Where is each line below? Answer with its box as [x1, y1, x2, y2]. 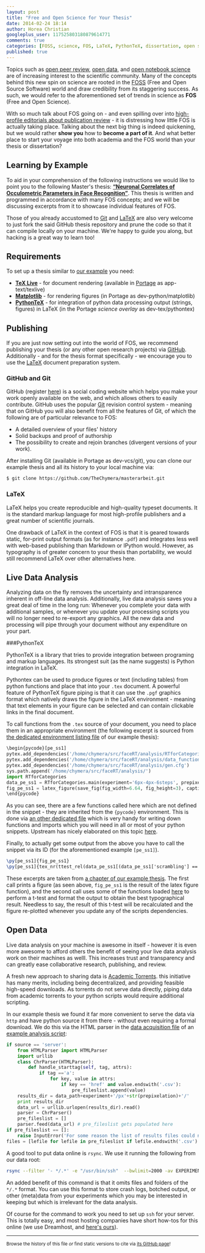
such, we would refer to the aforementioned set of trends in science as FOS [6, 91, 197, 98]
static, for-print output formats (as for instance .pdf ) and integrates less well [6, 535, 198, 542]
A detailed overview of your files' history [15, 426, 117, 433]
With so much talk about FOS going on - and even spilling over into [6, 109, 175, 117]
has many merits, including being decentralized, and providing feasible [6, 979, 184, 986]
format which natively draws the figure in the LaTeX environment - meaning [6, 695, 196, 703]
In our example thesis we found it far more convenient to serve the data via [6, 1010, 195, 1018]
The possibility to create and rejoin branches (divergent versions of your [15, 438, 197, 446]
